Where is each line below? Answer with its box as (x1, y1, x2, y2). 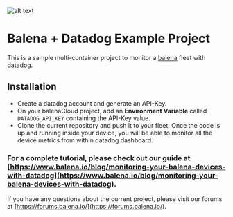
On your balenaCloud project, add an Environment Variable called (17, 106, 207, 115)
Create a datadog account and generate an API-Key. (17, 99, 167, 107)
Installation (7, 81, 57, 93)
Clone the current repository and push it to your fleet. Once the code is (17, 121, 221, 129)
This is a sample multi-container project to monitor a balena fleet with (7, 53, 206, 62)
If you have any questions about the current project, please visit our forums (7, 195, 223, 203)
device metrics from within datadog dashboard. (17, 135, 154, 144)
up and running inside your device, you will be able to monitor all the (17, 129, 213, 137)
